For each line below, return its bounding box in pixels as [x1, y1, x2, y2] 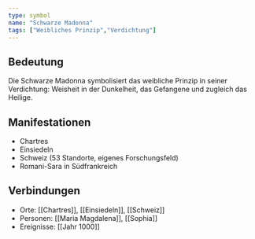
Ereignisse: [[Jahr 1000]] [19, 222, 100, 231]
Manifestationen [8, 116, 91, 129]
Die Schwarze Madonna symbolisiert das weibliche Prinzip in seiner [8, 76, 228, 86]
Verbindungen [8, 184, 81, 197]
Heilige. [8, 93, 33, 102]
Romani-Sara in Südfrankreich [19, 162, 118, 171]
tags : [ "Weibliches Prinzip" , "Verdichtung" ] [8, 26, 157, 34]
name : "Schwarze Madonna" [8, 19, 93, 27]
